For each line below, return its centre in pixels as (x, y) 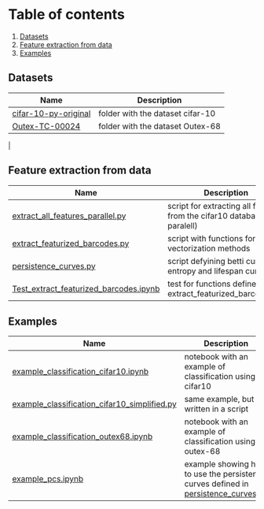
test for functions (199, 284)
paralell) (183, 225)
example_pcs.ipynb (48, 479)
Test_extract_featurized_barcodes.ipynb (86, 288)
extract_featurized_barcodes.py (71, 243)
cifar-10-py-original (51, 113)
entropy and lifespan (205, 271)
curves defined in (216, 484)
